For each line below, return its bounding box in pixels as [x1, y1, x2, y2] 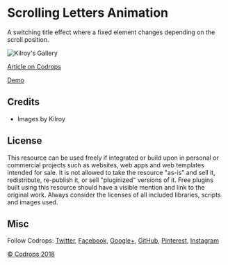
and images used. [7, 197, 58, 206]
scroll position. [7, 35, 49, 43]
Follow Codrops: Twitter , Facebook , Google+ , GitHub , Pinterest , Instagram [7, 236, 220, 245]
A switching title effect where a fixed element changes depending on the [7, 28, 215, 36]
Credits [7, 96, 40, 108]
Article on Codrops [7, 62, 61, 70]
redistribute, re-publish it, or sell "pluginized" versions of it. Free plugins [7, 176, 214, 184]
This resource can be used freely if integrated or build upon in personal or [7, 153, 219, 162]
